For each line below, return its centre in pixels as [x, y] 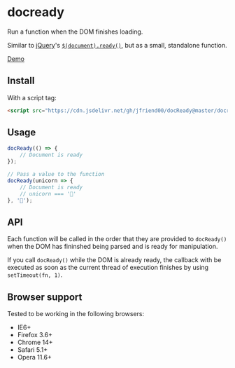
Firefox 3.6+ [35, 335]
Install [21, 81]
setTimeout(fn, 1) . [35, 275]
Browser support [45, 297]
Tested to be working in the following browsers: [76, 314]
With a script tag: [32, 97]
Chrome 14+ [35, 342]
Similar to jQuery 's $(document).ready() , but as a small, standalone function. [117, 45]
